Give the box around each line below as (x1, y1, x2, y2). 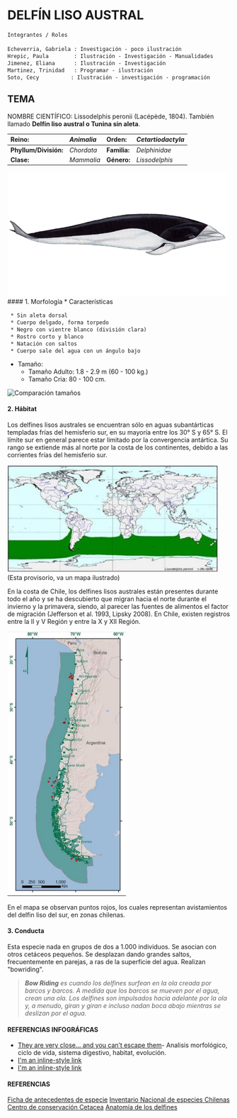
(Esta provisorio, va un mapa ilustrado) (7, 573, 120, 581)
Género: (106, 155, 131, 164)
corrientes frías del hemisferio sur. (7, 450, 108, 459)
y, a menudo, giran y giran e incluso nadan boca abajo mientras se (24, 1001, 221, 1010)
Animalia (69, 135, 97, 144)
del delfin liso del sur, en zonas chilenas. (7, 910, 126, 919)
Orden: (106, 135, 127, 144)
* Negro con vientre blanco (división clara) (10, 326, 147, 333)
